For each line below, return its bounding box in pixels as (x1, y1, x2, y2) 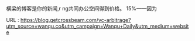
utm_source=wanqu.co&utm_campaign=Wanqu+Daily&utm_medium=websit (6, 23, 189, 29)
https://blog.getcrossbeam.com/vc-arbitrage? (20, 17, 131, 23)
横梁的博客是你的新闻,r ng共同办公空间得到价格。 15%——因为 (6, 5, 157, 12)
